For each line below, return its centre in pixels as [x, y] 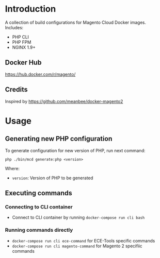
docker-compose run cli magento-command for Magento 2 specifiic [77, 246]
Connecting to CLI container [39, 206]
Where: [12, 168]
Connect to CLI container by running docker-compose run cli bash [78, 218]
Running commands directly [39, 230]
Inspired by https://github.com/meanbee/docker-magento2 [64, 101]
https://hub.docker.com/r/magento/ [40, 74]
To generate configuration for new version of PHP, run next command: [75, 150]
